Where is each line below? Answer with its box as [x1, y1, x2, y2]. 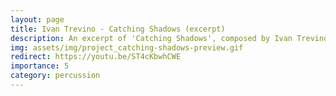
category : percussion [10, 71, 101, 81]
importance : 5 [10, 61, 70, 71]
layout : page [10, 14, 65, 25]
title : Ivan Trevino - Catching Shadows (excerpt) [10, 24, 226, 34]
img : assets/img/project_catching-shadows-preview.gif [10, 42, 244, 53]
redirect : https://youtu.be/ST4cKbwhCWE [10, 52, 182, 62]
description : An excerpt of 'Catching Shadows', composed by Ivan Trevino [10, 33, 329, 43]
